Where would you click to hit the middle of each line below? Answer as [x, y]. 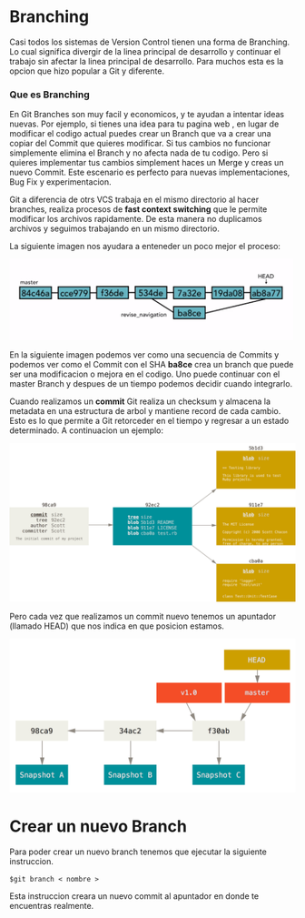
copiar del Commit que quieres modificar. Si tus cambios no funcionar [140, 144]
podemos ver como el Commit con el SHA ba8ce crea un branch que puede [152, 365]
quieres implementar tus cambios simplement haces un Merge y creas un [147, 163]
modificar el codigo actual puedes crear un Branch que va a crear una [140, 134]
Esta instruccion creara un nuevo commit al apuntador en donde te [134, 896]
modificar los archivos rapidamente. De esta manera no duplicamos [136, 219]
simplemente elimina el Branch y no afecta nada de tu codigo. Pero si [139, 153]
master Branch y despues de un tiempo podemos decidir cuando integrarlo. [151, 384]
